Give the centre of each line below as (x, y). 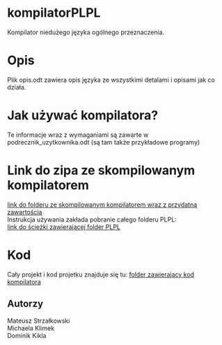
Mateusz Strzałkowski (39, 321)
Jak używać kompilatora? (83, 116)
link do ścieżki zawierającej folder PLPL (64, 227)
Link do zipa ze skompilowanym (101, 170)
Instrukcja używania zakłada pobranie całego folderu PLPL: (92, 219)
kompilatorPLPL (54, 13)
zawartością (25, 212)
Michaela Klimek (31, 328)
